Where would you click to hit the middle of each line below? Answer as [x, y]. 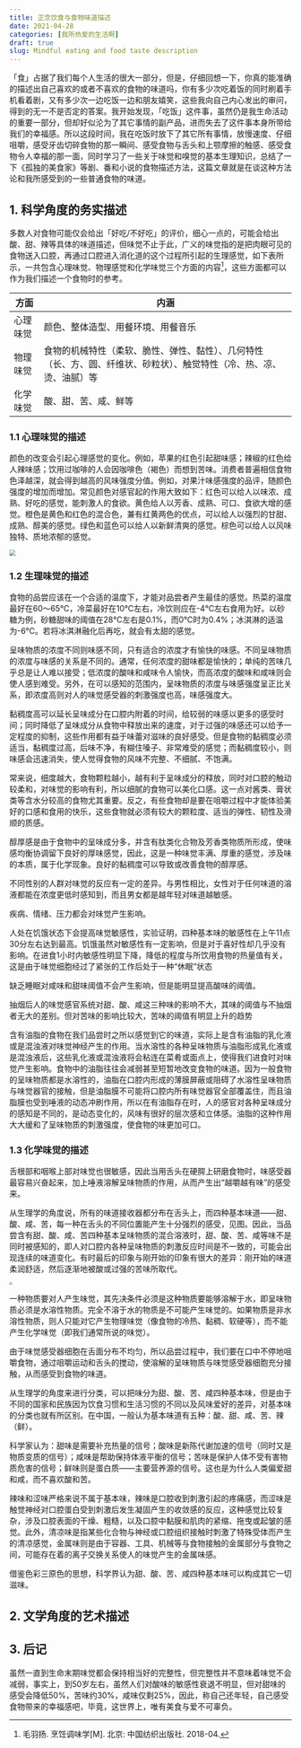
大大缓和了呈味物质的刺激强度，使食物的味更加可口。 [107, 1124]
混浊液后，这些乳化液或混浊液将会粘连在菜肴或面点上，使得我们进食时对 [150, 1057]
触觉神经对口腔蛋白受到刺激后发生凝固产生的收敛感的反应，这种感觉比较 [142, 1510]
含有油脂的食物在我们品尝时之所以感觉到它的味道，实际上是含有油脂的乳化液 [150, 1034]
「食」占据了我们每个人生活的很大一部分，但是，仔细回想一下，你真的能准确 [150, 78]
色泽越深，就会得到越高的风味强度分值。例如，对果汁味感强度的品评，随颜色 [150, 480]
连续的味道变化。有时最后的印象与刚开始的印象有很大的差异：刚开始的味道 [154, 1258]
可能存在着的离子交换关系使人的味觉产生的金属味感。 [123, 1555]
